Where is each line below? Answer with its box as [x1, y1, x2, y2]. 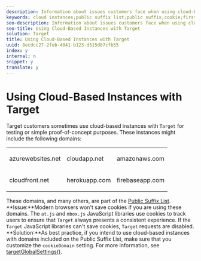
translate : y [6, 64, 39, 70]
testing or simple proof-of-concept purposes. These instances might [6, 129, 176, 136]
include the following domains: [6, 135, 82, 142]
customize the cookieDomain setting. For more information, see [6, 242, 160, 249]
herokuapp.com [66, 176, 111, 185]
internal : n [6, 53, 36, 59]
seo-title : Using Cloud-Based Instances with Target [6, 25, 141, 32]
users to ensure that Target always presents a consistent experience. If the [6, 216, 191, 224]
